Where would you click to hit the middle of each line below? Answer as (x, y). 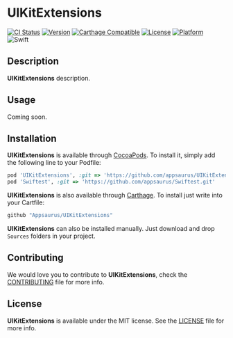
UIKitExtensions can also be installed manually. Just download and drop (111, 228)
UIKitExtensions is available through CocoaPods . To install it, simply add (111, 155)
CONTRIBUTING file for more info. (56, 282)
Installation (32, 138)
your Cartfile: (26, 202)
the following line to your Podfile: (54, 163)
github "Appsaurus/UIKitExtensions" (60, 216)
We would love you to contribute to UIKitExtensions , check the (97, 274)
